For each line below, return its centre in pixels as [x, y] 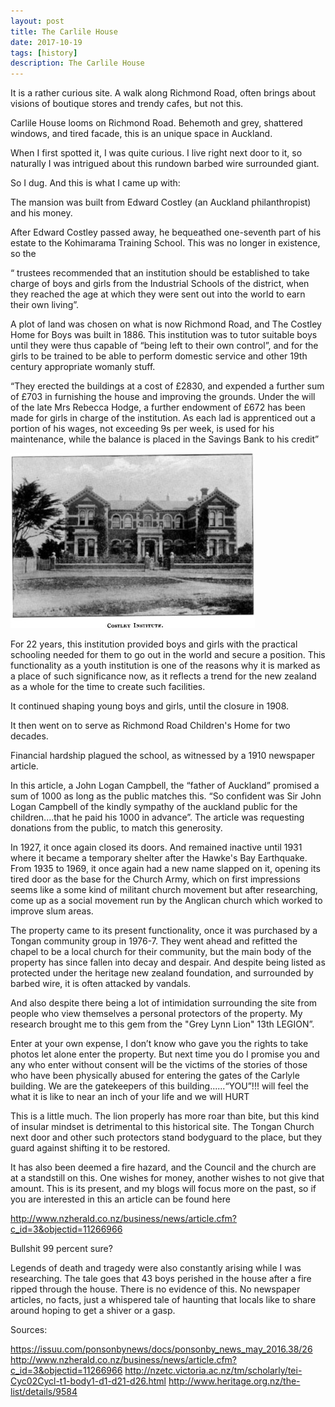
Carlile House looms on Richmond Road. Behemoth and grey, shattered [156, 123]
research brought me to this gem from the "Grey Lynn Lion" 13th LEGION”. [162, 1024]
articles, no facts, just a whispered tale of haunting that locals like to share [163, 1300]
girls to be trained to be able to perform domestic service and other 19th [159, 356]
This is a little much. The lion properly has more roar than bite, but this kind [165, 1116]
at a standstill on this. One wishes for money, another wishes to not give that [167, 1178]
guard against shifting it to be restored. [90, 1148]
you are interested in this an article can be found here [120, 1199]
